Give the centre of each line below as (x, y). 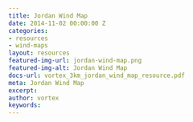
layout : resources (39, 53)
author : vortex (34, 98)
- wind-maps (28, 46)
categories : (28, 31)
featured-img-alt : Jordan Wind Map (68, 68)
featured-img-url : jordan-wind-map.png (75, 61)
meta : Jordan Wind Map (46, 83)
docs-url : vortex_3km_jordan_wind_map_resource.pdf (96, 75)
